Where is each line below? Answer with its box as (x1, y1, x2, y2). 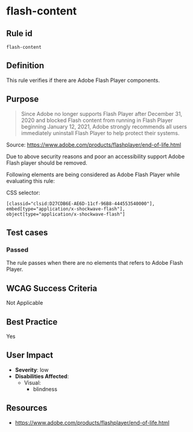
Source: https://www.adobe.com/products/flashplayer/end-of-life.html (6, 141, 182, 148)
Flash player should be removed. (6, 159, 87, 167)
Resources (6, 403, 48, 413)
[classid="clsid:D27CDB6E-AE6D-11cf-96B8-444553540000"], (6, 200, 155, 206)
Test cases (6, 227, 48, 238)
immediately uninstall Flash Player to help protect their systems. (21, 129, 180, 136)
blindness (33, 385, 57, 393)
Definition (6, 60, 44, 71)
